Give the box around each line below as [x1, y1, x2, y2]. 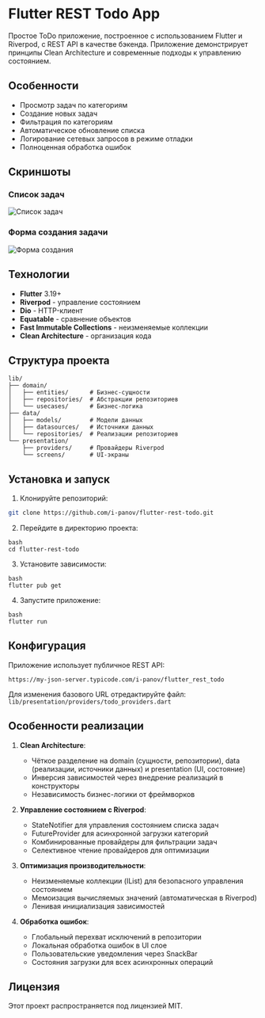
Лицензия [8, 980, 60, 994]
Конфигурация [8, 639, 86, 653]
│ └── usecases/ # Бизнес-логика [8, 402, 144, 410]
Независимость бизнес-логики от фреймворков [31, 789, 195, 799]
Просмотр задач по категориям [19, 100, 128, 109]
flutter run [8, 618, 47, 626]
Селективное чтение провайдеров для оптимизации [31, 845, 210, 855]
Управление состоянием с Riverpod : [19, 805, 146, 814]
